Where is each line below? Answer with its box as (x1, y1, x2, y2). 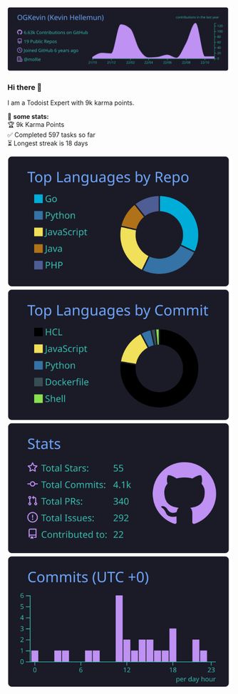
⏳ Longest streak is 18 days (7, 139, 88, 147)
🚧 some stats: (7, 113, 49, 121)
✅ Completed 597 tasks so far (7, 130, 96, 139)
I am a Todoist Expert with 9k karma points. (7, 98, 135, 107)
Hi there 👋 (7, 82, 43, 92)
